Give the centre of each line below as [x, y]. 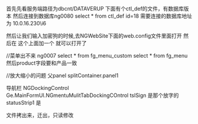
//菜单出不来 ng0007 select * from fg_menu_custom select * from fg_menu [97, 56]
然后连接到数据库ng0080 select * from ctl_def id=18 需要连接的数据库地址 [103, 16]
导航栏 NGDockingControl [38, 88]
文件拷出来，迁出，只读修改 [40, 115]
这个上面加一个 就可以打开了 [52, 43]
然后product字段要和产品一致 [42, 63]
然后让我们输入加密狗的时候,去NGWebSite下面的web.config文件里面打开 [94, 36]
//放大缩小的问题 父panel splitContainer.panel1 [62, 76]
